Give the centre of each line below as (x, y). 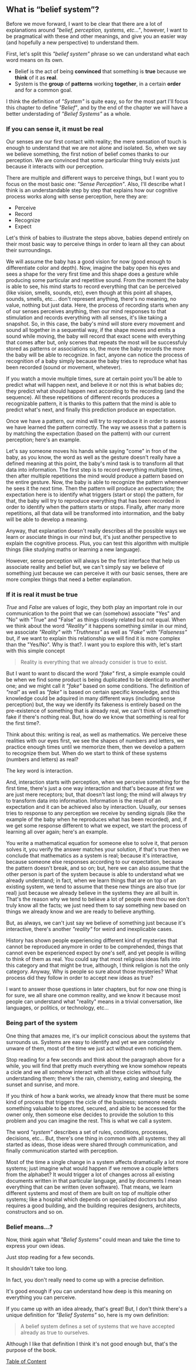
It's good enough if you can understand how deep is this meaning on (89, 1291)
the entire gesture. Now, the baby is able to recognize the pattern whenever (97, 482)
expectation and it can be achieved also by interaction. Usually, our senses (96, 807)
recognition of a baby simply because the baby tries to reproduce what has (97, 361)
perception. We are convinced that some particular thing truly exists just (93, 160)
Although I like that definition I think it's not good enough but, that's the (92, 1344)
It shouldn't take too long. (37, 1268)
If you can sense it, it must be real (55, 129)
